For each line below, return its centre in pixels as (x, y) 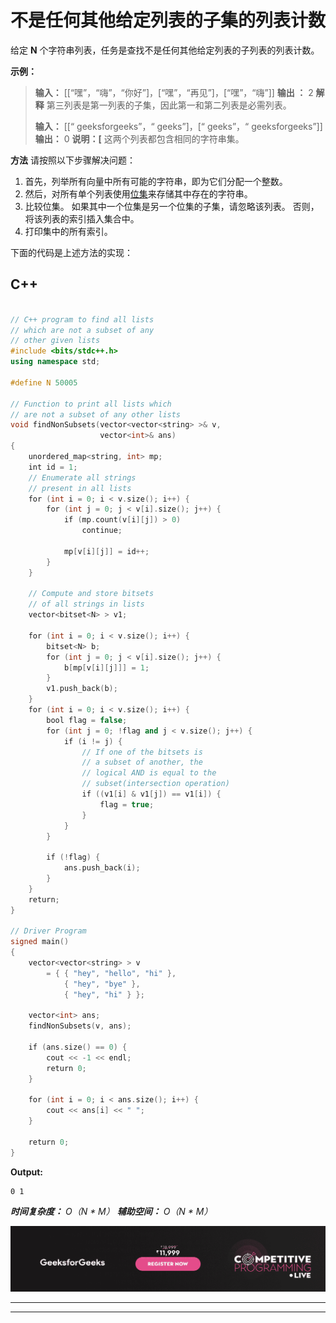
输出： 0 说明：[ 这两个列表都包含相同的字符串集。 (139, 138)
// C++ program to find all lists (82, 319)
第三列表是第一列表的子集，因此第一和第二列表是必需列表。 (169, 105)
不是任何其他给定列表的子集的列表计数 (168, 20)
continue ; (102, 531)
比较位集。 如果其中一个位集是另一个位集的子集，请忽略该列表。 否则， (172, 206)
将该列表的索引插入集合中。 (82, 218)
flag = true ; (127, 804)
